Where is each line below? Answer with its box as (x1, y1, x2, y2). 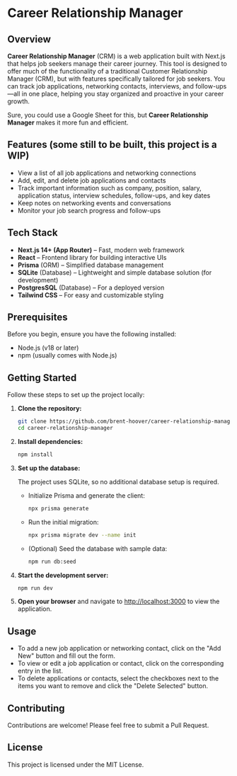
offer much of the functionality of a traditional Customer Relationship (7, 67, 207, 75)
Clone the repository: (17, 404, 82, 413)
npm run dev (17, 584, 53, 592)
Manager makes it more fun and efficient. (7, 118, 129, 127)
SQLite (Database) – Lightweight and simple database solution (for (17, 268, 212, 277)
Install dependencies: (17, 438, 83, 445)
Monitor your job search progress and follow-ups (17, 206, 161, 215)
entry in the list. (17, 667, 64, 675)
